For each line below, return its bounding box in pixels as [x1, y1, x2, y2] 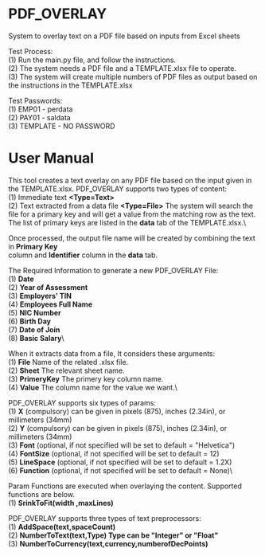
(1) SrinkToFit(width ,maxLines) [8, 498, 114, 507]
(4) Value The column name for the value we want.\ [8, 382, 177, 392]
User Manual [8, 149, 94, 167]
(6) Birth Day [8, 316, 52, 326]
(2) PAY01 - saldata [8, 112, 72, 122]
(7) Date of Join [8, 324, 60, 335]
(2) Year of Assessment [8, 282, 88, 292]
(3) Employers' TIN [8, 291, 72, 300]
